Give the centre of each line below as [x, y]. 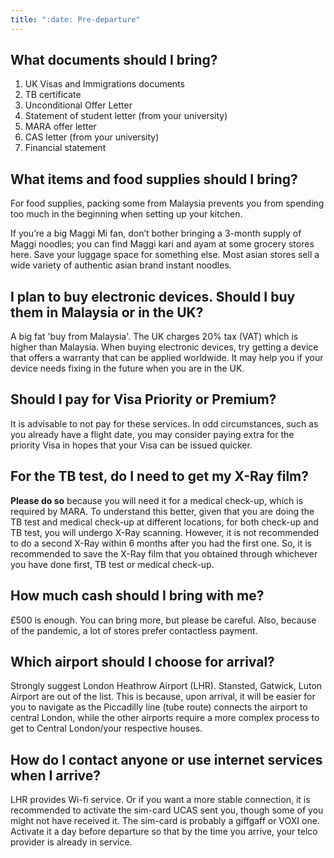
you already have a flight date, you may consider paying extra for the [152, 434]
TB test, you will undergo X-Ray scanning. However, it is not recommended [165, 532]
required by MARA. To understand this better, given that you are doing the [162, 511]
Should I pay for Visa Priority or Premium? [143, 399]
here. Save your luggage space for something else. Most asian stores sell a [165, 255]
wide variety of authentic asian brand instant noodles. [121, 265]
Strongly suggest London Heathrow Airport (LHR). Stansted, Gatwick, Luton [166, 686]
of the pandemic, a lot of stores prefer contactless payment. [134, 630]
